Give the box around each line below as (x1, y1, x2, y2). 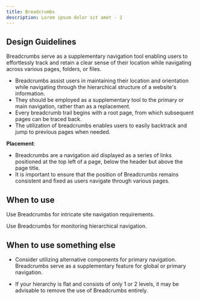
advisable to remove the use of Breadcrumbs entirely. (14, 287, 149, 294)
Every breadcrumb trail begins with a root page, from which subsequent (14, 109, 194, 116)
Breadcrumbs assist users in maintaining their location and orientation (14, 77, 189, 84)
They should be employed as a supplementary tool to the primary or (14, 96, 184, 104)
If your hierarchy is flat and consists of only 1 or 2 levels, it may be (14, 280, 180, 287)
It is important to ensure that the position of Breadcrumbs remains (14, 171, 179, 178)
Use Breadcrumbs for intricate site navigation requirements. (6, 211, 155, 218)
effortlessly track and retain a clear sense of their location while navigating (6, 59, 192, 66)
